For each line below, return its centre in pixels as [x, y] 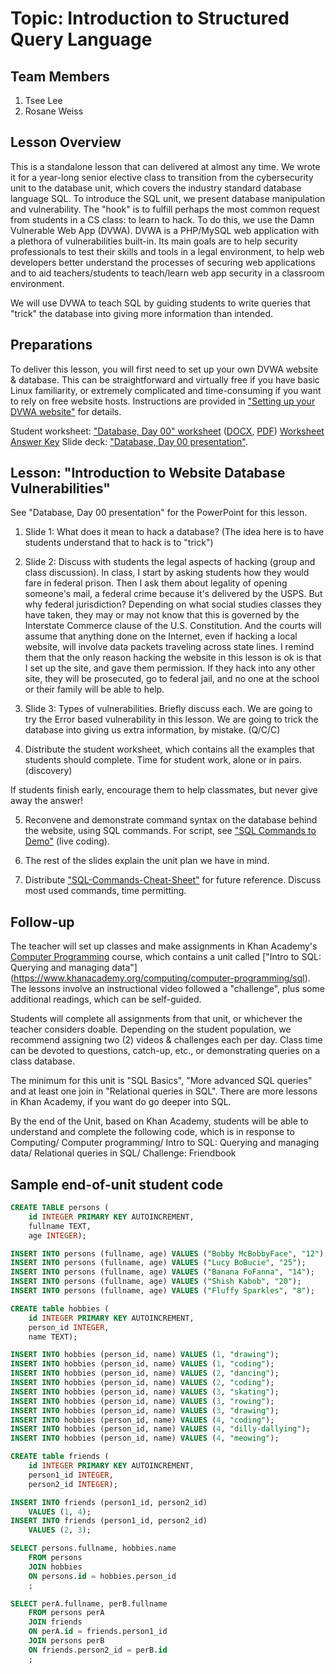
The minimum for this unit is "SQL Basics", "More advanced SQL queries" [161, 1081]
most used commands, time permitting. [105, 891]
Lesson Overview [66, 142]
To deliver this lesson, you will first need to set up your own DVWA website [164, 369]
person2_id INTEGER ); [73, 1484]
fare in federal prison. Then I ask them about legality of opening [156, 583]
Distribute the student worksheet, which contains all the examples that [169, 749]
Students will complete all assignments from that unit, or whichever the [156, 1019]
